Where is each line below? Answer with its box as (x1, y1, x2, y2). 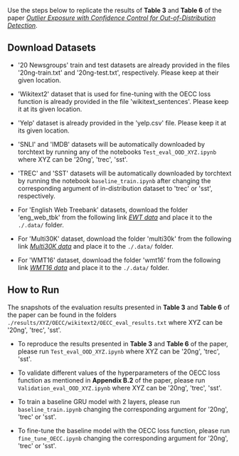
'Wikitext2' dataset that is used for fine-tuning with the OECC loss (17, 89, 211, 98)
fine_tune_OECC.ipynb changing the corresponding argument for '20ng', (17, 434, 229, 442)
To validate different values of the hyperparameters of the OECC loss (17, 368, 221, 377)
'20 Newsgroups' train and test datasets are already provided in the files (17, 61, 230, 69)
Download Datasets (7, 42, 96, 54)
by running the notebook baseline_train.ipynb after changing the (17, 176, 211, 185)
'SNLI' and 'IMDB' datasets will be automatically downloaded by (17, 140, 205, 148)
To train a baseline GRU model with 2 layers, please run (17, 397, 180, 405)
